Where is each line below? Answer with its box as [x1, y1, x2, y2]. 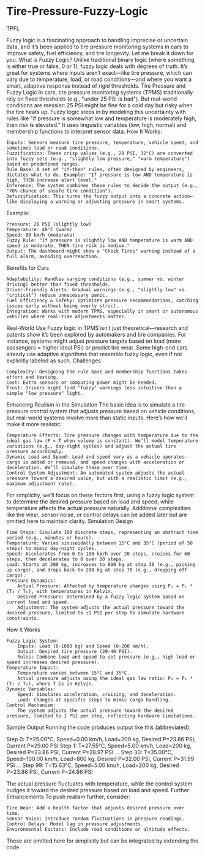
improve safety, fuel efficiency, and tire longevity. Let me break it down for [6, 49, 194, 56]
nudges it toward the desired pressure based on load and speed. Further [6, 786, 190, 793]
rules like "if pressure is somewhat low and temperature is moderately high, [6, 115, 197, 122]
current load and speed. [6, 599, 70, 605]
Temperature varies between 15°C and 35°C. [17, 670, 130, 676]
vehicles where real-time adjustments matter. [6, 313, 127, 319]
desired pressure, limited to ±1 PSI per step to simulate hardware [6, 610, 185, 616]
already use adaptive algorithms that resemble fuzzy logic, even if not [6, 350, 182, 357]
